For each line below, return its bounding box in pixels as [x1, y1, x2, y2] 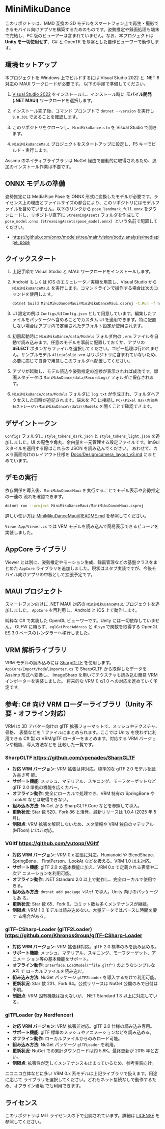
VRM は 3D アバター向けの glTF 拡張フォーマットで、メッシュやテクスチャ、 [5, 723, 160, 729]
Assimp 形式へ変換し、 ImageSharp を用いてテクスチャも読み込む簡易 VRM [5, 672, 158, 678]
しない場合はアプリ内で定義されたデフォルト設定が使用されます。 [12, 323, 146, 329]
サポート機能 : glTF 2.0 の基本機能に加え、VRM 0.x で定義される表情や [12, 864, 155, 870]
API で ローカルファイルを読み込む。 [12, 968, 87, 974]
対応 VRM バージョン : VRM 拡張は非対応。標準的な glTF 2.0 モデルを [12, 766, 152, 772]
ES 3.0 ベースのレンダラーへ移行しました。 [5, 630, 92, 636]
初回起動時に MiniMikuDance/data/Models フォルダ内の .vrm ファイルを [12, 333, 155, 339]
